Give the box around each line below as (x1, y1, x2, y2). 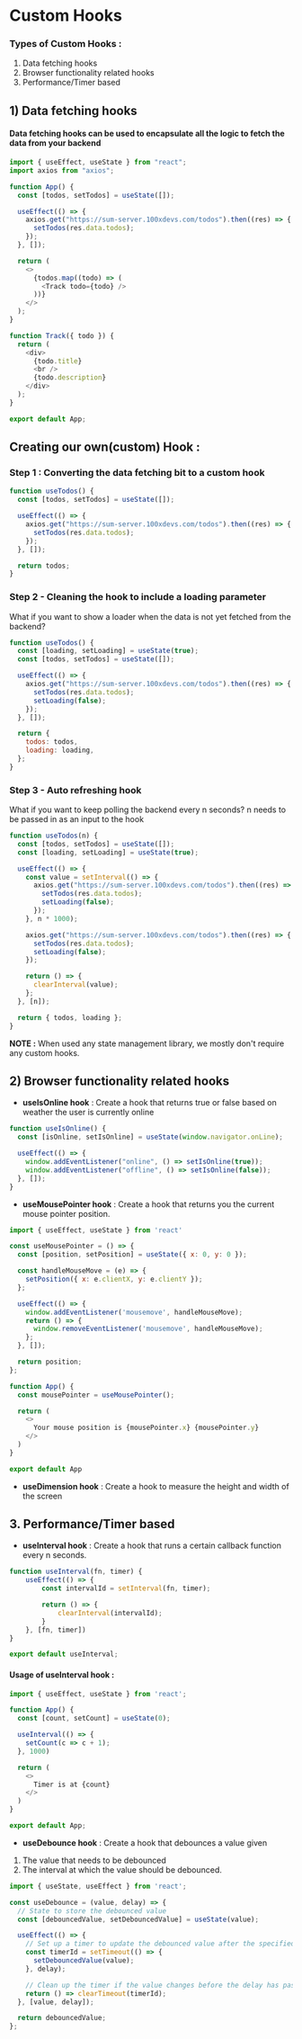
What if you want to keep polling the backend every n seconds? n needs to (9, 804, 286, 815)
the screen (22, 1490, 63, 1501)
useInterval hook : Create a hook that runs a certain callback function (22, 1540, 281, 1552)
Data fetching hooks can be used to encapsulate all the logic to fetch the (9, 128, 285, 139)
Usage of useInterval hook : (9, 1669, 115, 1680)
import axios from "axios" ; (9, 165, 115, 175)
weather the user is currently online (22, 1107, 155, 1118)
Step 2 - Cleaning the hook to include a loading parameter (9, 591, 267, 604)
